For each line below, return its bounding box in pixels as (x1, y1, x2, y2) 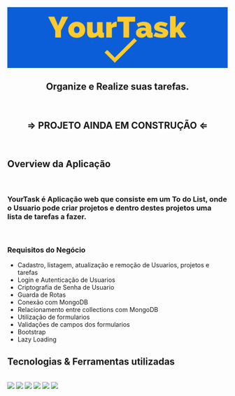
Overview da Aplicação (7, 158, 111, 170)
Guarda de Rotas (17, 290, 66, 299)
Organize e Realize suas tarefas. (45, 80, 190, 92)
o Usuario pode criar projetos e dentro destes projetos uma (7, 203, 212, 213)
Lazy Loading (17, 335, 57, 344)
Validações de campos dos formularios (17, 320, 131, 329)
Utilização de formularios (17, 313, 90, 321)
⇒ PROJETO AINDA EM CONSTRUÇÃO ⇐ (27, 119, 208, 132)
